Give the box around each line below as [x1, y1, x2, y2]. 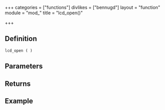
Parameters [5, 62, 43, 71]
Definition [5, 34, 37, 43]
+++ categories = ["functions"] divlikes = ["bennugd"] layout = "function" [5, 5, 160, 10]
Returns [5, 79, 31, 88]
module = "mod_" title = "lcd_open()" [5, 10, 83, 16]
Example [5, 97, 33, 105]
